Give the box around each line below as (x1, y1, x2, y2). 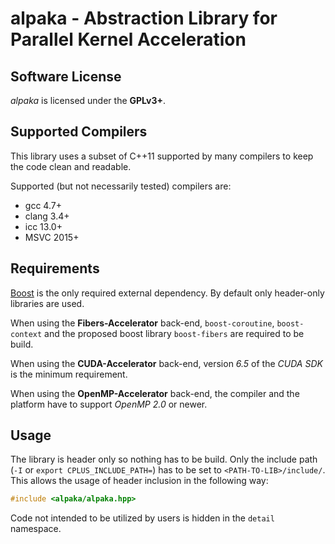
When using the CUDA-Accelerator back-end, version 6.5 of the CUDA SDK (10, 357, 323, 369)
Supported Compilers (10, 123, 148, 141)
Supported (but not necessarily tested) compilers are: (10, 180, 232, 192)
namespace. (10, 523, 62, 535)
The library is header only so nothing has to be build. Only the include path (10, 453, 318, 466)
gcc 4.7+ (24, 199, 62, 211)
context (10, 329, 43, 339)
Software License (10, 68, 122, 85)
